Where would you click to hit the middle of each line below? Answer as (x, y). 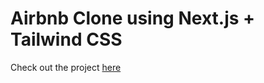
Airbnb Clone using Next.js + (133, 18)
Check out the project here (66, 67)
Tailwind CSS (66, 39)
